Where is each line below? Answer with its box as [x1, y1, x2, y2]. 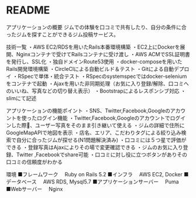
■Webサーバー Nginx [6, 185, 63, 192]
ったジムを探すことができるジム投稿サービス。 [6, 30, 119, 38]
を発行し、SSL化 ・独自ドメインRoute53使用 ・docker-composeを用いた [6, 58, 183, 65]
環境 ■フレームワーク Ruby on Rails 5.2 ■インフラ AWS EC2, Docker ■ [6, 170, 189, 177]
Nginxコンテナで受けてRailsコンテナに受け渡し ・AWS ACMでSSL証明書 [16, 50, 190, 57]
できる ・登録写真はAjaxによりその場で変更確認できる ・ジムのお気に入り [6, 144, 183, 151]
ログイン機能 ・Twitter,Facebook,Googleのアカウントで [36, 114, 171, 121]
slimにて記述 [6, 94, 37, 101]
